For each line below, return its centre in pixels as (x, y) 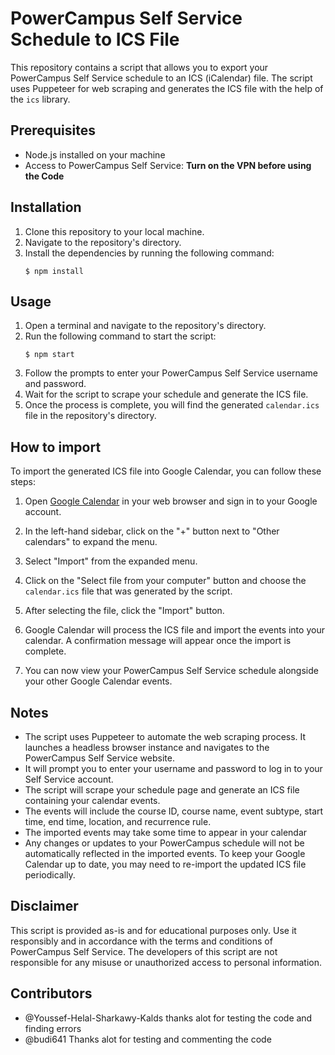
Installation (46, 207)
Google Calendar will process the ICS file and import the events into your (174, 630)
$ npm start (49, 355)
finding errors (53, 1028)
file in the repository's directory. (90, 416)
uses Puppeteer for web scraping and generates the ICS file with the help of (167, 88)
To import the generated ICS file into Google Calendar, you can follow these (166, 471)
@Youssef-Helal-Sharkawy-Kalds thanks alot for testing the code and (168, 1018)
